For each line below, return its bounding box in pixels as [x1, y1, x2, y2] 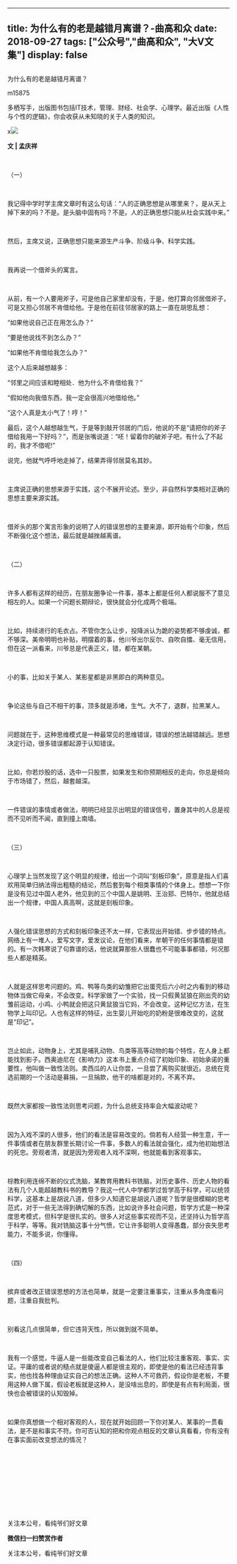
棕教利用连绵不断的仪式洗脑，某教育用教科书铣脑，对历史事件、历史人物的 [7, 1176, 224, 1185]
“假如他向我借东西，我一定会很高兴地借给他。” [7, 393, 140, 402]
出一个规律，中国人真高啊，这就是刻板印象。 [7, 898, 138, 906]
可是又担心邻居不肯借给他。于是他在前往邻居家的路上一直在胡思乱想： [7, 303, 212, 311]
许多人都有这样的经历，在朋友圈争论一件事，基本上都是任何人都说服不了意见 [7, 589, 230, 597]
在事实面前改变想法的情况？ [7, 1435, 88, 1444]
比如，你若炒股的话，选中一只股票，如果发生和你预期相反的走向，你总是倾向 [7, 767, 230, 776]
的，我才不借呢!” [7, 441, 56, 449]
